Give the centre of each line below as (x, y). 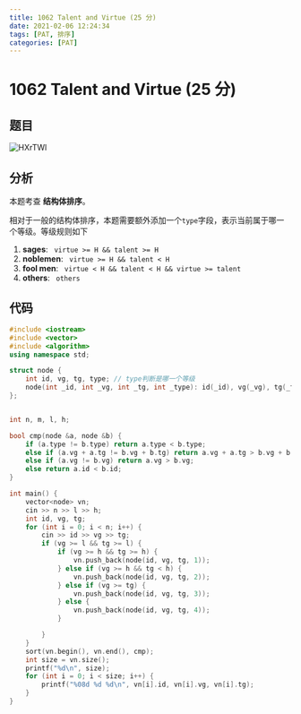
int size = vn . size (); (68, 659)
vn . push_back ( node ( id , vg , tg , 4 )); (142, 610)
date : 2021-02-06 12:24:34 (60, 26)
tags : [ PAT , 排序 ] (42, 34)
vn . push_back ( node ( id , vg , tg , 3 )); (142, 594)
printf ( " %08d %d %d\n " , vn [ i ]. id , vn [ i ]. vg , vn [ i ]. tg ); (148, 685)
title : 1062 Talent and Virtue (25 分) (83, 17)
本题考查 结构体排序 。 (50, 202)
